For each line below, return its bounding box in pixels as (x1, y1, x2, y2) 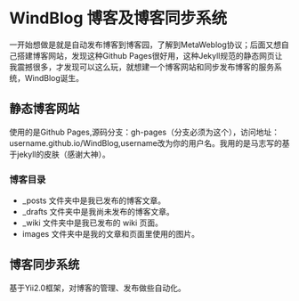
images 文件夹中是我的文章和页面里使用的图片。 (21, 229, 200, 240)
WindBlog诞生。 (24, 72, 85, 83)
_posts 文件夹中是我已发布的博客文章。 (21, 195, 166, 206)
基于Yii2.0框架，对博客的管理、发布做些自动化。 (9, 282, 186, 293)
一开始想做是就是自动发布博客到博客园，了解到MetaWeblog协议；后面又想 (9, 39, 282, 50)
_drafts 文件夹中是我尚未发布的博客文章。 (21, 207, 175, 217)
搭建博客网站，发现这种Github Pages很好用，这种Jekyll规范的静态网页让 (16, 50, 283, 61)
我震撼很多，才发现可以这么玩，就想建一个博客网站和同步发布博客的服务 (9, 61, 274, 72)
